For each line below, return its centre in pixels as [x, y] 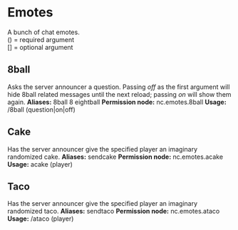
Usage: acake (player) [40, 164]
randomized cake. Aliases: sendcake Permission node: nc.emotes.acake [115, 157]
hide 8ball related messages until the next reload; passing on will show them [119, 94]
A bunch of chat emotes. [43, 32]
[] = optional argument [40, 47]
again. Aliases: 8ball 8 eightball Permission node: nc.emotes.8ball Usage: [117, 102]
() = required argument [41, 39]
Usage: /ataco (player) [41, 219]
